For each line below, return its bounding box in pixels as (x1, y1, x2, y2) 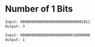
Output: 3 (5, 24, 25, 29)
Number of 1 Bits (5, 3, 73, 15)
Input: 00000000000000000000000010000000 (5, 32, 91, 37)
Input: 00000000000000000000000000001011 (5, 19, 91, 24)
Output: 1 (5, 37, 25, 42)
